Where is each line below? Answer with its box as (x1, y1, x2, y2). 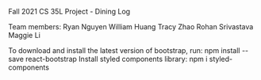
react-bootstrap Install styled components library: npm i (25, 55, 208, 63)
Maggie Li (8, 31, 41, 40)
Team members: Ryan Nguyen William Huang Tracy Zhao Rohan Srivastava (8, 22, 254, 31)
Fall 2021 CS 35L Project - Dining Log (8, 7, 131, 16)
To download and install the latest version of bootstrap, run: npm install (8, 46, 240, 55)
